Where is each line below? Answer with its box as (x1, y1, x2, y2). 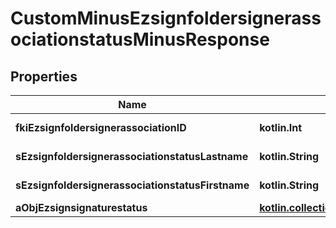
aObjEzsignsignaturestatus (15, 201, 148, 214)
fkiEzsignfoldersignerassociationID (15, 121, 187, 134)
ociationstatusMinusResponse (10, 28, 270, 51)
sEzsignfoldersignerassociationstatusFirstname (15, 178, 250, 192)
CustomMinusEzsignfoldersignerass (10, 7, 322, 30)
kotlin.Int (259, 121, 303, 134)
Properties (10, 68, 78, 85)
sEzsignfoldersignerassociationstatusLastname (15, 150, 249, 163)
